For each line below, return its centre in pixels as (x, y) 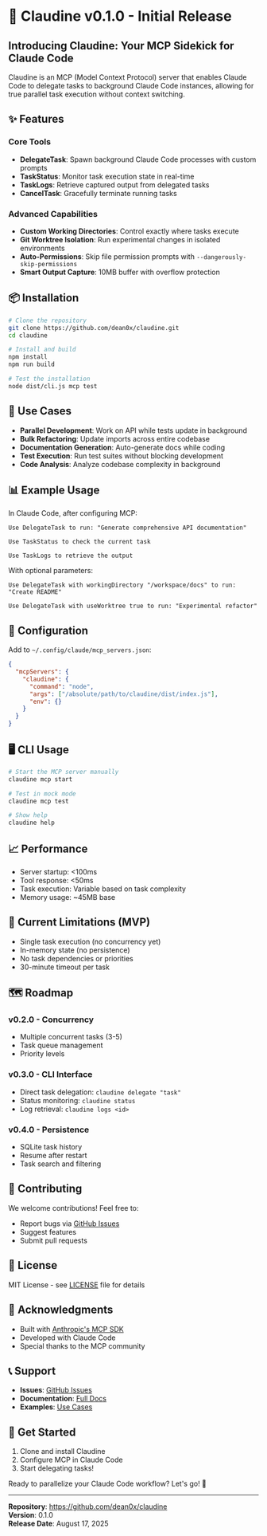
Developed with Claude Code (68, 1338)
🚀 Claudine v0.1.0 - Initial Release (120, 16)
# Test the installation (49, 379)
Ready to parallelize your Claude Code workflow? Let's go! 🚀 (107, 1484)
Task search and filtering (60, 1164)
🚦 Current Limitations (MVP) (79, 923)
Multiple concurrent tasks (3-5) (71, 1037)
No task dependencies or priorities (76, 958)
